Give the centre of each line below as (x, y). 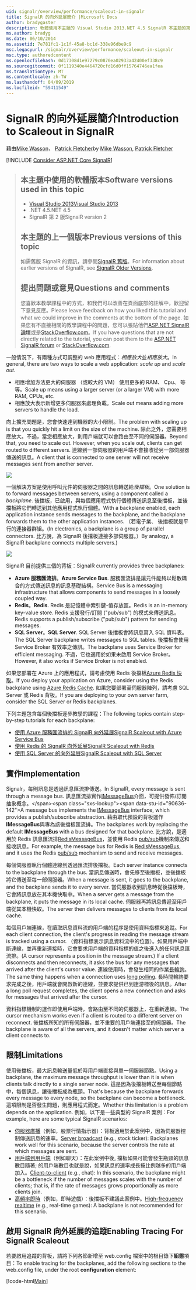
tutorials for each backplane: (60, 720)
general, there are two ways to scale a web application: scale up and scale (96, 364)
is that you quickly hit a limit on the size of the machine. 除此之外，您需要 (94, 429)
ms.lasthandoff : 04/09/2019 (40, 83)
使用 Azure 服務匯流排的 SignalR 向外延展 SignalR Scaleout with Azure (98, 733)
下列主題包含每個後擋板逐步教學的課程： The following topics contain (89, 714)
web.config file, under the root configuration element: (71, 1269)
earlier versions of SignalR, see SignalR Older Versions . (87, 268)
